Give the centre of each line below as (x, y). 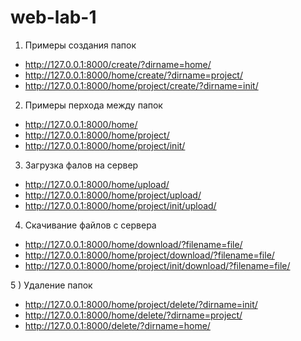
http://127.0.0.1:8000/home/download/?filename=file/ (133, 244)
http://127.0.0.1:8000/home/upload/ (97, 184)
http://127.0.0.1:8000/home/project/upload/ (113, 195)
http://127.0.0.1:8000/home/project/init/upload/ (120, 205)
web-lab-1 (53, 17)
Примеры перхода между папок (93, 105)
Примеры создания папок (80, 45)
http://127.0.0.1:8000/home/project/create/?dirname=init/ (141, 85)
